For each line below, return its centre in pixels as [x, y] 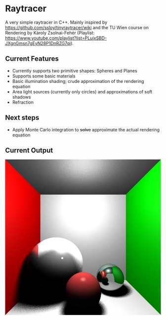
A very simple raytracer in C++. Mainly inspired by [56, 22]
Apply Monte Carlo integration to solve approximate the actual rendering [86, 129]
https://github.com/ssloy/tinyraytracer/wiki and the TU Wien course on [77, 27]
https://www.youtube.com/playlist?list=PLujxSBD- [56, 38]
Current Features [32, 59]
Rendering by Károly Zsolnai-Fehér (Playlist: [50, 33]
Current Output [29, 150]
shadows [21, 97]
